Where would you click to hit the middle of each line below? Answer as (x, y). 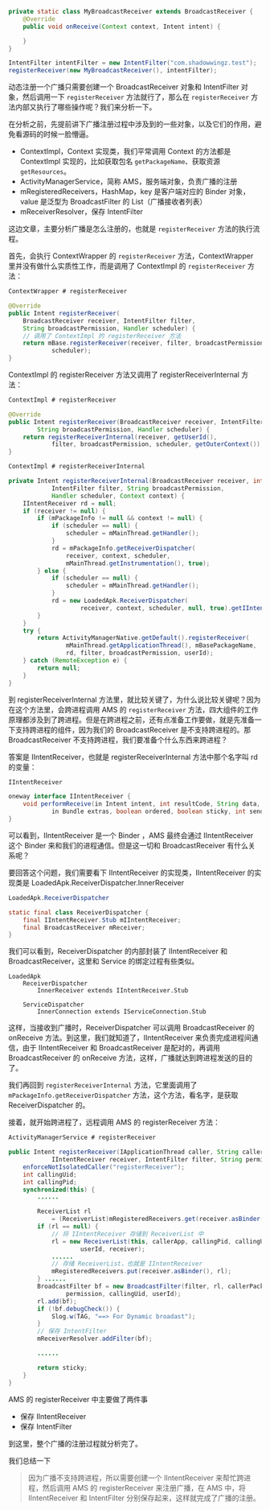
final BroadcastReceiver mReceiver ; (84, 927)
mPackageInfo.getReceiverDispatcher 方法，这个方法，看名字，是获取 (123, 1095)
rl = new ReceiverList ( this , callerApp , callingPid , (141, 1241)
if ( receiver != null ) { (64, 511)
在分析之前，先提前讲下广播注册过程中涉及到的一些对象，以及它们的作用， (131, 124)
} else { (52, 571)
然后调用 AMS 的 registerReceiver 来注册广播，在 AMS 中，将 (144, 1487)
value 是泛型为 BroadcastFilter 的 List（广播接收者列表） (113, 202)
